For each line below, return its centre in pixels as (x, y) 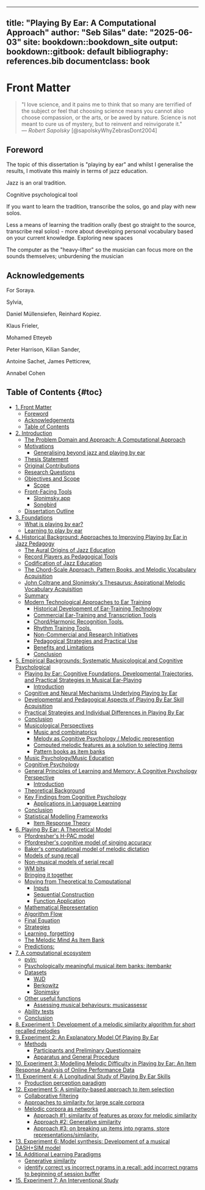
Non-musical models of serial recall (69, 862)
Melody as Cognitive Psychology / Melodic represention (104, 738)
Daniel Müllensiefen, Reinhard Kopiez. (54, 314)
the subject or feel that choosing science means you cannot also (103, 111)
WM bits (35, 868)
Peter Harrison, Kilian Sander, (43, 349)
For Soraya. (21, 290)
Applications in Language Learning (77, 803)
